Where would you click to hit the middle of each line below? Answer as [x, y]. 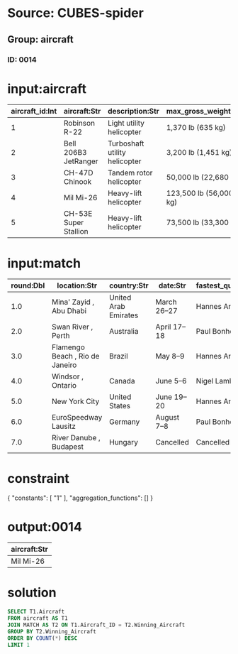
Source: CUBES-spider [75, 13]
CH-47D [78, 173]
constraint [38, 478]
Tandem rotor [130, 173]
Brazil [119, 356]
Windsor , [68, 376]
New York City [76, 401]
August [168, 418]
